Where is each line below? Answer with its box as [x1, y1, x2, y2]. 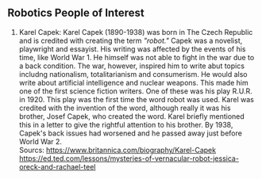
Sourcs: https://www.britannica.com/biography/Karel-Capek [18, 145, 216, 154]
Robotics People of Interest [7, 6, 144, 20]
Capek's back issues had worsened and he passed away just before [18, 128, 243, 138]
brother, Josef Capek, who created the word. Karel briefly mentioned [18, 111, 245, 121]
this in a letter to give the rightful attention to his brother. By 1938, [18, 120, 233, 129]
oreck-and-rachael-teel [18, 162, 96, 171]
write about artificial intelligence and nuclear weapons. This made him [18, 78, 249, 87]
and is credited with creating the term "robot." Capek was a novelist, [18, 36, 243, 45]
